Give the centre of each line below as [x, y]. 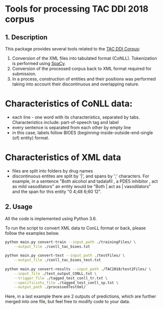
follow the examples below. [32, 233]
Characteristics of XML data [63, 158]
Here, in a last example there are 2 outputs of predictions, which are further [81, 296]
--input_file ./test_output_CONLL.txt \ [55, 274]
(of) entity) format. [31, 137]
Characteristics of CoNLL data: [69, 104]
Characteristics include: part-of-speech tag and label [65, 122]
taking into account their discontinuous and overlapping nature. [76, 84]
